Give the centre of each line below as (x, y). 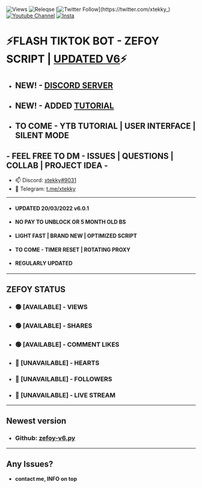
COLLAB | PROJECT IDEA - (57, 165)
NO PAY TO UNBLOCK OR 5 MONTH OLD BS (70, 222)
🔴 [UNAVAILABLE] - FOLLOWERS (63, 379)
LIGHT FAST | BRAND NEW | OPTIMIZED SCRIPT (76, 236)
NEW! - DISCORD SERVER (64, 85)
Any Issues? (30, 464)
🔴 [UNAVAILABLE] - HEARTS (57, 362)
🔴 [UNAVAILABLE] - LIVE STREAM (65, 395)
